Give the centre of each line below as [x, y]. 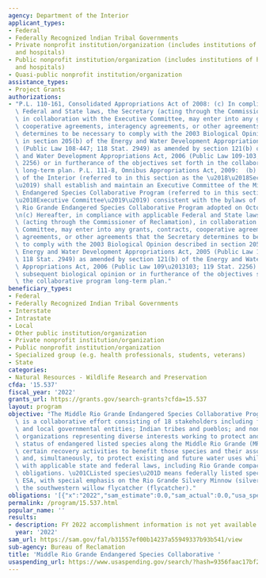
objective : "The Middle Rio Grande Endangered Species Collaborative [125, 414]
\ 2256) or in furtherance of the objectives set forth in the [122, 164]
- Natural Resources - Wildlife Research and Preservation [108, 377]
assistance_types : [38, 82]
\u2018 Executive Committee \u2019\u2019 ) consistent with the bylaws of [136, 200]
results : [23, 518]
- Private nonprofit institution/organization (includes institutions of [133, 45]
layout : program [35, 407]
